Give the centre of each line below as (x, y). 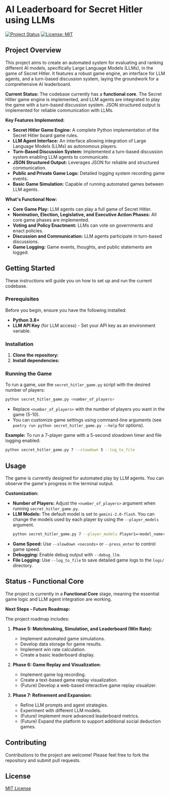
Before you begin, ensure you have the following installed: (66, 310)
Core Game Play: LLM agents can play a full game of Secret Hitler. (82, 209)
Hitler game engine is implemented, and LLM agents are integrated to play (83, 99)
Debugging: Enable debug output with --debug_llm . (66, 554)
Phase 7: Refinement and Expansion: (52, 695)
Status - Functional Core (45, 582)
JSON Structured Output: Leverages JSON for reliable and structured (86, 162)
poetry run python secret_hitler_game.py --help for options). (78, 425)
